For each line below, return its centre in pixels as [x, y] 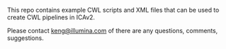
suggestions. [25, 38]
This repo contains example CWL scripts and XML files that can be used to [113, 10]
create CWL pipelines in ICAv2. [51, 17]
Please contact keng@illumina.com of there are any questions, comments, [113, 31]
